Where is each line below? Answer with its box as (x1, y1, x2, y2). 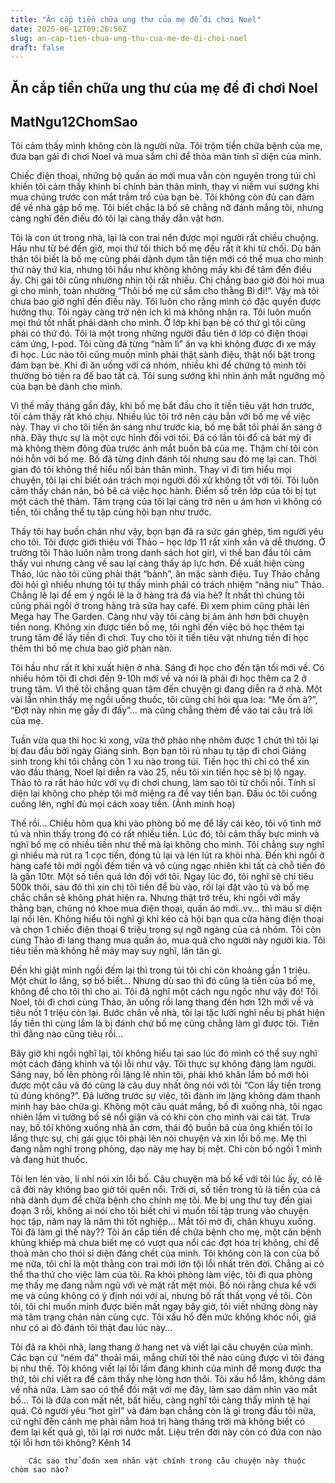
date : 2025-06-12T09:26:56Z (10, 24, 128, 34)
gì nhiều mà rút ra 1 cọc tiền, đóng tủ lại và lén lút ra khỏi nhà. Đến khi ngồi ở (10, 849, 325, 861)
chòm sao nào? (10, 1465, 70, 1475)
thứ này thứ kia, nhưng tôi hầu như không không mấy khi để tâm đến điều (10, 264, 312, 276)
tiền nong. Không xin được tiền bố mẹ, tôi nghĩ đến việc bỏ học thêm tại (10, 621, 305, 633)
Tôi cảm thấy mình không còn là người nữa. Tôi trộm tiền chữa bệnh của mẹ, (10, 140, 323, 152)
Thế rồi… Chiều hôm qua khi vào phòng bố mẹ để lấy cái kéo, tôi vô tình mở (10, 817, 322, 830)
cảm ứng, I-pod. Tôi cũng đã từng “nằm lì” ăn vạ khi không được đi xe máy (10, 338, 317, 350)
